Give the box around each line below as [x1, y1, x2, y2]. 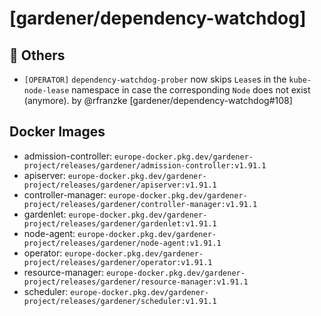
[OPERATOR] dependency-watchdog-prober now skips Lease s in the [23, 73, 287, 85]
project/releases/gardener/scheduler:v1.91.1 [23, 296, 217, 306]
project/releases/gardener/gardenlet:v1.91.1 [23, 218, 217, 229]
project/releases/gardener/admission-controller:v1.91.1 [23, 160, 267, 171]
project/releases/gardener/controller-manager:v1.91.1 [23, 199, 258, 209]
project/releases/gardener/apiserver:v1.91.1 [23, 180, 217, 190]
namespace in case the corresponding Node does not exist [71, 84, 311, 96]
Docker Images [9, 123, 106, 141]
